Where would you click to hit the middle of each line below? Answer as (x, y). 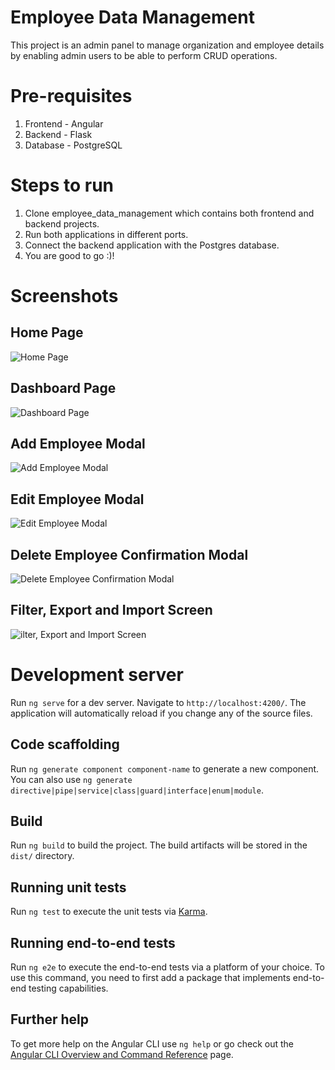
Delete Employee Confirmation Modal (129, 554)
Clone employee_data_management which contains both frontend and (169, 213)
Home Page (47, 332)
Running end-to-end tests (93, 942)
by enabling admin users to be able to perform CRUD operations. (144, 55)
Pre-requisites (71, 96)
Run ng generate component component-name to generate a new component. (165, 768)
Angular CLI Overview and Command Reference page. (122, 1054)
